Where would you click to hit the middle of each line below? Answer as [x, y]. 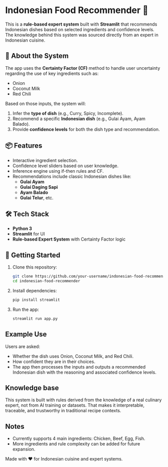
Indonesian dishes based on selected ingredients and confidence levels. [80, 29]
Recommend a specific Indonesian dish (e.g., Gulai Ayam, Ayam [79, 119]
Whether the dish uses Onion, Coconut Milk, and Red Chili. [73, 356]
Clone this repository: [35, 267]
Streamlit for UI [29, 234]
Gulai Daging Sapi [39, 187]
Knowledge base [32, 388]
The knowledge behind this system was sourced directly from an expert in [82, 35]
